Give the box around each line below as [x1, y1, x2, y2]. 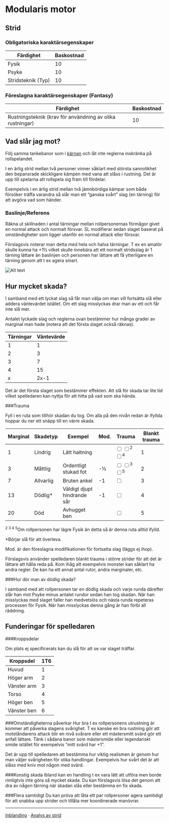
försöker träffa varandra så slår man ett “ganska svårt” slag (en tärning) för [5, 191, 160, 198]
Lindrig [34, 449, 51, 456]
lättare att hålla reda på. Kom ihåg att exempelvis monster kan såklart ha [5, 561, 155, 567]
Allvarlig [34, 477, 54, 485]
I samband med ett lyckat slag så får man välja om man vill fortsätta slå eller [5, 296, 162, 302]
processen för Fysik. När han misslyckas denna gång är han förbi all [5, 602, 146, 608]
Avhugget [62, 506, 86, 513]
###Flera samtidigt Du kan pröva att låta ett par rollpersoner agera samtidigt [5, 792, 163, 798]
